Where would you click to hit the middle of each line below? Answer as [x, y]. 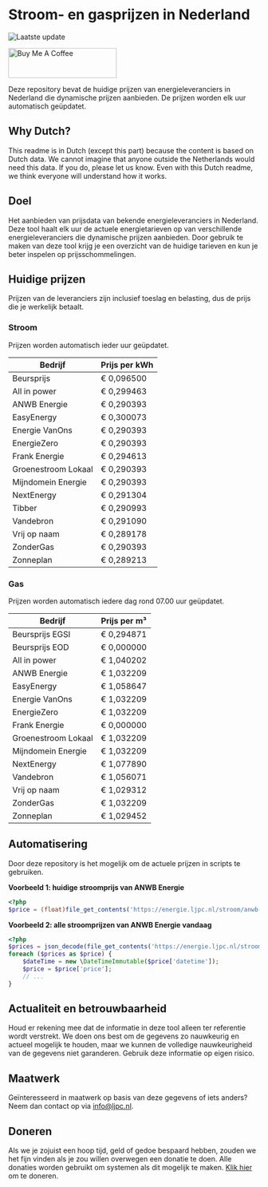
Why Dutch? [40, 131]
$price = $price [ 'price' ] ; [67, 969]
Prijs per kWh [127, 365]
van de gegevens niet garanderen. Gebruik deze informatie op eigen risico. [132, 1053]
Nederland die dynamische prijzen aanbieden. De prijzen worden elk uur [127, 97]
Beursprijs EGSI [41, 634]
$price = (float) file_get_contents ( [69, 909]
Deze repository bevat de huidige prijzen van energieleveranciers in [120, 89]
